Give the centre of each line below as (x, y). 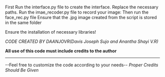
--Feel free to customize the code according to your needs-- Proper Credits (82, 65)
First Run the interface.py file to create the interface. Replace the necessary (82, 7)
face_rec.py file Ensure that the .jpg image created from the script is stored (81, 17)
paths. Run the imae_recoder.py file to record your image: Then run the (77, 12)
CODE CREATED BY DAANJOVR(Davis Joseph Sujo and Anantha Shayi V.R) (82, 41)
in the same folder (23, 22)
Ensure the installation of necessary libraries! (51, 32)
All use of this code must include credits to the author (61, 51)
